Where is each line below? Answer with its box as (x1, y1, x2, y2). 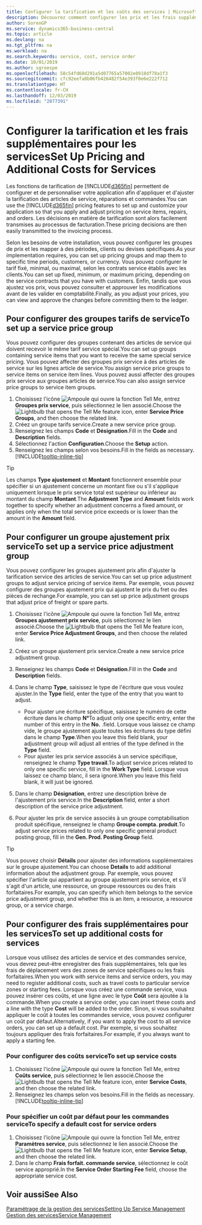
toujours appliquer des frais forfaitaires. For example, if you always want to (6, 1031, 191, 1037)
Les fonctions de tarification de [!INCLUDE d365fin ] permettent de (6, 182, 170, 189)
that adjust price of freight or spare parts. (6, 599, 109, 606)
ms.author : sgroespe (6, 64, 58, 71)
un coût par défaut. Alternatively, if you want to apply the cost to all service (6, 1018, 191, 1025)
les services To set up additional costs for (6, 929, 164, 939)
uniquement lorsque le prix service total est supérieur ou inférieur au (6, 489, 176, 496)
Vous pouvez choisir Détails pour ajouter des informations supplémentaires (6, 857, 194, 864)
